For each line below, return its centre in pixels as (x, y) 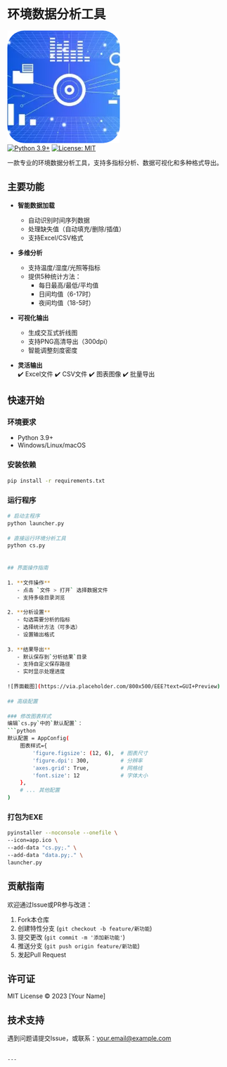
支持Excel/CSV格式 (56, 238)
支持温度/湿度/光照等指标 (64, 267)
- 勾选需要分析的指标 (43, 620)
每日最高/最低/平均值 (69, 285)
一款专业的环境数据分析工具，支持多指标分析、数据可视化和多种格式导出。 (115, 162)
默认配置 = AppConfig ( (38, 739)
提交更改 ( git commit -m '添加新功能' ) (71, 937)
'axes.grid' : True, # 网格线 (87, 768)
